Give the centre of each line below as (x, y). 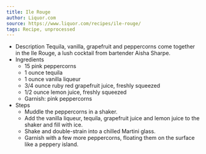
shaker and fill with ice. (54, 125)
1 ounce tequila (44, 73)
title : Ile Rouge (29, 12)
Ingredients (29, 60)
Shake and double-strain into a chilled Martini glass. (90, 131)
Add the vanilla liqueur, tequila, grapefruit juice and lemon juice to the (112, 118)
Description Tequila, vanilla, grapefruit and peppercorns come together (105, 47)
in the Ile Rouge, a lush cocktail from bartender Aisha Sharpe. (93, 53)
